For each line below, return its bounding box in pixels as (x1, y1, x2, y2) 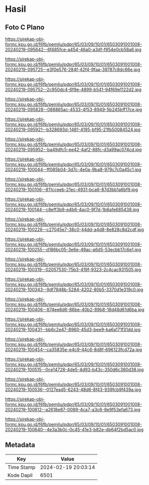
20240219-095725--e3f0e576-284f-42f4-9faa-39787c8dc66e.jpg (5, 66, 141, 72)
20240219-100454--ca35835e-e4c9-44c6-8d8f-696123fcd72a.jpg (5, 347, 142, 353)
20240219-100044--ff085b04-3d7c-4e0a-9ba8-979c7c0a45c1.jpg (5, 166, 141, 172)
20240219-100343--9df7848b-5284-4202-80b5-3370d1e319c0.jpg (5, 287, 144, 292)
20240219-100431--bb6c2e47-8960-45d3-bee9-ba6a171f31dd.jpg (5, 326, 141, 332)
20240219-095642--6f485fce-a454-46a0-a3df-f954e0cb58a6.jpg (5, 47, 142, 52)
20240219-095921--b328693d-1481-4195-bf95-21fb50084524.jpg (5, 127, 141, 132)
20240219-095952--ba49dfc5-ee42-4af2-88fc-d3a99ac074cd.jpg (5, 147, 142, 152)
